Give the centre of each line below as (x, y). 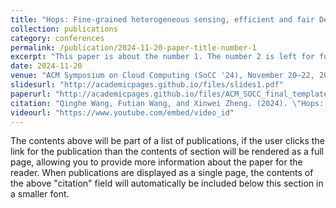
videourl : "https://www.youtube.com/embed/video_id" (122, 112)
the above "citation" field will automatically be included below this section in (167, 183)
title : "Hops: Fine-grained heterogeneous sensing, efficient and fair (162, 19)
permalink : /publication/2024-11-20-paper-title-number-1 (133, 47)
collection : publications (64, 29)
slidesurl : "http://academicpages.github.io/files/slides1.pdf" (147, 85)
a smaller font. (40, 194)
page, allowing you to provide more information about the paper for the (156, 162)
